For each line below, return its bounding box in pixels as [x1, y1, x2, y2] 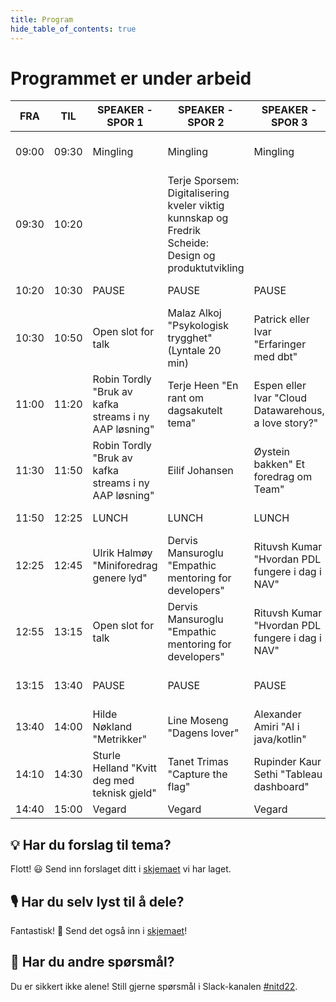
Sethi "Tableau [253, 767, 323, 781]
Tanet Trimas [167, 755, 229, 769]
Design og [167, 249, 216, 263]
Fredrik [167, 224, 202, 238]
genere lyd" [92, 571, 148, 585]
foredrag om [253, 470, 313, 484]
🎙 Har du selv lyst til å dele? [10, 893, 185, 910]
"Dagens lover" [167, 726, 240, 740]
